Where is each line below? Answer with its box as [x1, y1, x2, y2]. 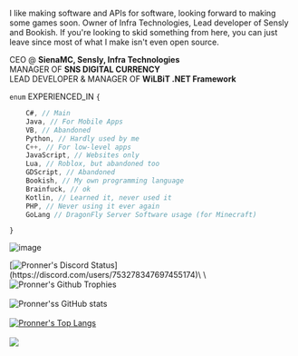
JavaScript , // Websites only [25, 151, 140, 160]
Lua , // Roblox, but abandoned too [25, 159, 160, 169]
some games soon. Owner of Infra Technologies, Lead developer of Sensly [9, 17, 289, 28]
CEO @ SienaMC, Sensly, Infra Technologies [9, 54, 180, 64]
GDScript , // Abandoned [25, 168, 116, 177]
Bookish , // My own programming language [25, 176, 184, 185]
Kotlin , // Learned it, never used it [25, 193, 172, 203]
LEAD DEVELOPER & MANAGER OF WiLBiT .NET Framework [9, 74, 237, 84]
